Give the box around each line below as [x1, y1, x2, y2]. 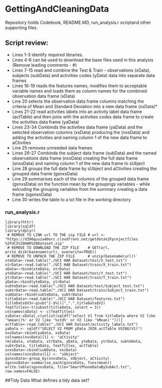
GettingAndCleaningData [5, 3, 109, 15]
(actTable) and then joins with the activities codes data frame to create [12, 113, 154, 120]
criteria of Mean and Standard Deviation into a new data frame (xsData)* [12, 103, 158, 109]
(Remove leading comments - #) [12, 62, 77, 68]
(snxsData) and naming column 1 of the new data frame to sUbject [12, 160, 145, 166]
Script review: [5, 39, 49, 47]
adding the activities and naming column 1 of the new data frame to [12, 134, 147, 140]
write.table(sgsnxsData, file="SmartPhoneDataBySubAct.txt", [5, 365, 132, 370]
